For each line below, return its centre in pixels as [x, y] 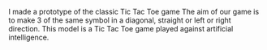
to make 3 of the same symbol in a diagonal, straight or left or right [120, 20]
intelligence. [29, 37]
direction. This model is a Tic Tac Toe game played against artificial [121, 29]
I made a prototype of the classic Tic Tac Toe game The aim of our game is [134, 12]
